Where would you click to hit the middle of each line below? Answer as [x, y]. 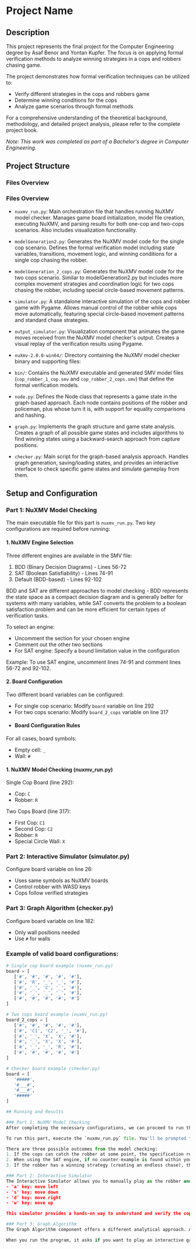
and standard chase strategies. [52, 320]
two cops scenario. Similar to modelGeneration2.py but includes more [98, 277]
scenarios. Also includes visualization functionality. [76, 230]
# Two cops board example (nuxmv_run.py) [57, 1014]
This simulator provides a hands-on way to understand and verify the [94, 1214]
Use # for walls [32, 938]
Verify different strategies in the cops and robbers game [82, 94]
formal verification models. [47, 385]
